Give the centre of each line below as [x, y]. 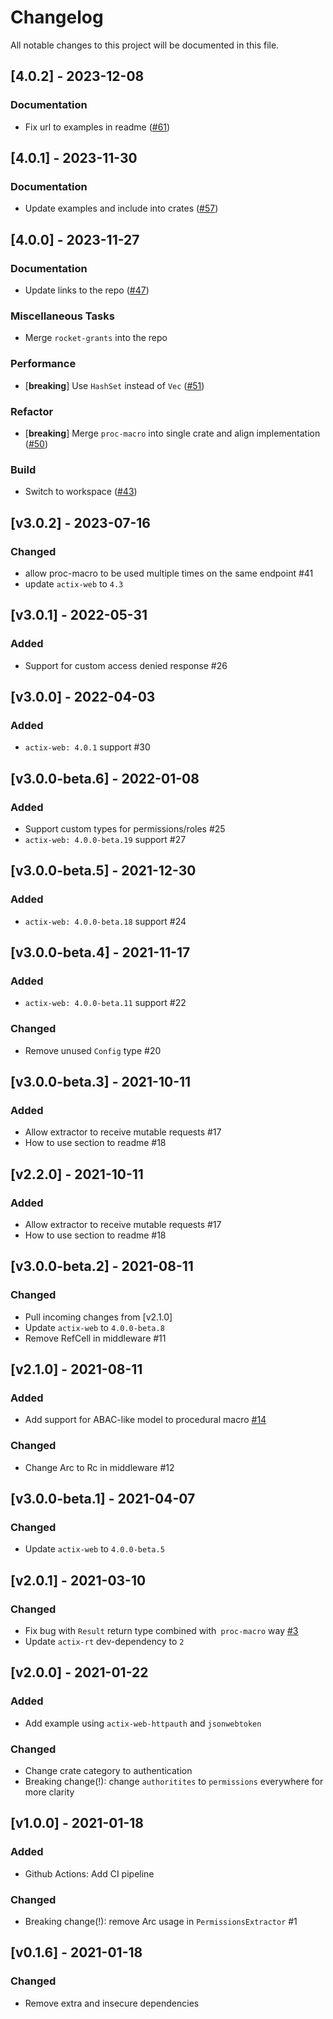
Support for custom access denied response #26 [126, 665]
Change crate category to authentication [108, 1771]
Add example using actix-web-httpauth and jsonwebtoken [143, 1723]
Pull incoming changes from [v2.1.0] [98, 1317]
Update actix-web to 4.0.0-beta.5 [94, 1549]
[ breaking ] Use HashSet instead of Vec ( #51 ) [114, 385]
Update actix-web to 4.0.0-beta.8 [94, 1327]
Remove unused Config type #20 [93, 1050]
